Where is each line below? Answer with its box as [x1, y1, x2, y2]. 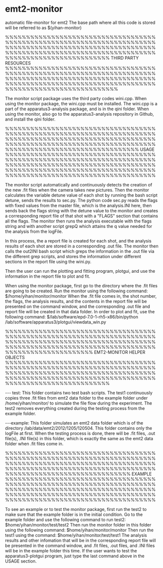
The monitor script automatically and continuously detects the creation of [5, 182, 152, 187]
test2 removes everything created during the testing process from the [5, 405, 145, 411]
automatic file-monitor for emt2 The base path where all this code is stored [5, 20, 156, 25]
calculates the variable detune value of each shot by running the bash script [5, 192, 158, 198]
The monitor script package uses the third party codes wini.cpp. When [5, 95, 147, 101]
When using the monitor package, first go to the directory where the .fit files [5, 283, 158, 288]
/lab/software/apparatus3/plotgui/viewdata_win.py [5, 319, 106, 325]
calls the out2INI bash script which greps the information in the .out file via [5, 248, 155, 254]
